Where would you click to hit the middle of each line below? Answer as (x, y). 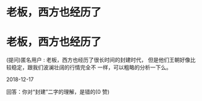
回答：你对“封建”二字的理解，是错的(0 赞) (58, 92)
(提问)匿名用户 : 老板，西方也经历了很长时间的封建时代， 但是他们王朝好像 (99, 60)
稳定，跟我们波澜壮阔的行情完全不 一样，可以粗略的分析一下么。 (91, 67)
